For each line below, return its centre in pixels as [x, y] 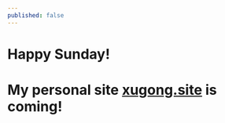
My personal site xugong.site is [112, 90]
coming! [35, 107]
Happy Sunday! [59, 54]
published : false [36, 15]
